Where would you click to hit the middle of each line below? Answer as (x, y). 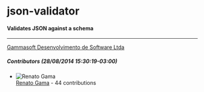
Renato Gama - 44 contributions (56, 83)
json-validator (43, 11)
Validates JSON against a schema (50, 28)
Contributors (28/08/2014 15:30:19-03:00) (62, 61)
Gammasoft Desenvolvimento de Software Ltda (66, 47)
